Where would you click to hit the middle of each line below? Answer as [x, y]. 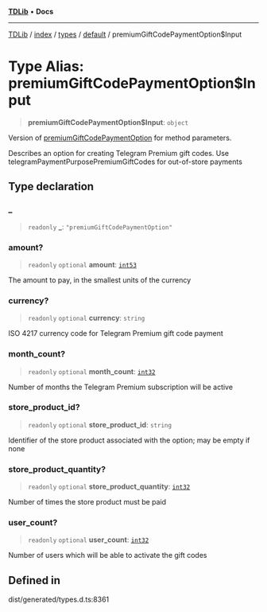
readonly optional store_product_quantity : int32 [109, 487]
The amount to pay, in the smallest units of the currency [100, 280]
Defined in [35, 580]
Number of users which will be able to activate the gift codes [108, 555]
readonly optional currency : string [86, 318]
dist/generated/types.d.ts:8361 [59, 599]
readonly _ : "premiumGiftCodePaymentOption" [100, 227]
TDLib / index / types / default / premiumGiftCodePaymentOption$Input [125, 34]
